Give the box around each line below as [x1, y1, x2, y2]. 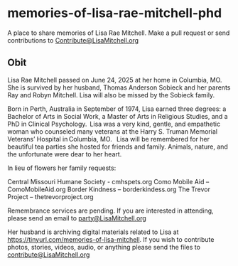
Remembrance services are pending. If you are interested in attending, [7, 206, 215, 215]
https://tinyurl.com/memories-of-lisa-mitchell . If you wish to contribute [7, 235, 215, 243]
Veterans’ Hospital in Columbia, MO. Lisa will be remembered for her [7, 134, 210, 143]
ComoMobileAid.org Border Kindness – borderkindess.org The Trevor [7, 185, 211, 193]
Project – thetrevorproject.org [7, 192, 94, 201]
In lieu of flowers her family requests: [7, 164, 117, 172]
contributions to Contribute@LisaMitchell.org [7, 36, 139, 44]
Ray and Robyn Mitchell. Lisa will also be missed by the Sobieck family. [7, 90, 215, 99]
